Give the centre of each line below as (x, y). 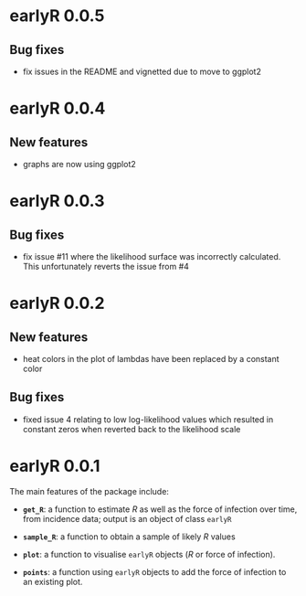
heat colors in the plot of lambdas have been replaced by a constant (151, 359)
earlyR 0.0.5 (57, 16)
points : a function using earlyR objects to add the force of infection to (154, 571)
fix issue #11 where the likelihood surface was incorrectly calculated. (152, 256)
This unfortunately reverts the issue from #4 (106, 266)
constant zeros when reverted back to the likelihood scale (132, 429)
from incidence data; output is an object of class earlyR (127, 518)
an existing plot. (53, 581)
